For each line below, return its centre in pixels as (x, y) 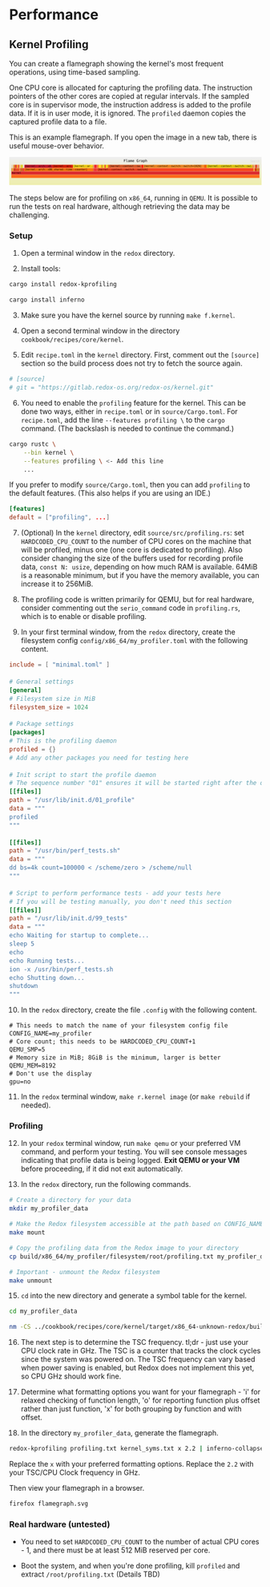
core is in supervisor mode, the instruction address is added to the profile (130, 105)
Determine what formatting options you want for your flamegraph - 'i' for (141, 1392)
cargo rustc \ (33, 444)
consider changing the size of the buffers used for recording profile (132, 558)
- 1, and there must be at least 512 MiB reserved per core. (115, 1550)
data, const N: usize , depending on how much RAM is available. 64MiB (139, 567)
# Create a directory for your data (70, 1200)
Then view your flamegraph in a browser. (77, 1488)
